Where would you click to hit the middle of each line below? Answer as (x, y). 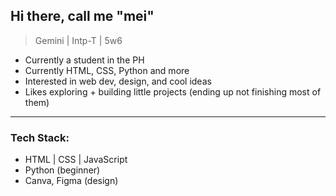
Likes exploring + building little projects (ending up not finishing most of (173, 91)
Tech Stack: (40, 137)
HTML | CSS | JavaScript (76, 160)
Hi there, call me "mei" (82, 16)
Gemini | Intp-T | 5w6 (78, 40)
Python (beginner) (62, 170)
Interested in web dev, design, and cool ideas (118, 81)
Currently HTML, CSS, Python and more (107, 70)
